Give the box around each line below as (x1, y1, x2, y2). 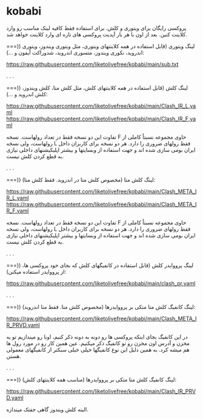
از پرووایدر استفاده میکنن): (6, 268, 67, 275)
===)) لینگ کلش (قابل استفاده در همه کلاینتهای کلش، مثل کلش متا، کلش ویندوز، (6, 84, 188, 91)
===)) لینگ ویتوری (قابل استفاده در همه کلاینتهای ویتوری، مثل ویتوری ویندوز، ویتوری (6, 42, 195, 50)
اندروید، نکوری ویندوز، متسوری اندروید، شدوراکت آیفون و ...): (6, 48, 144, 56)
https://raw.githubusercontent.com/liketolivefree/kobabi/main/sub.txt (6, 61, 179, 68)
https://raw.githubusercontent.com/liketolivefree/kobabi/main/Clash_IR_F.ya (6, 115, 196, 122)
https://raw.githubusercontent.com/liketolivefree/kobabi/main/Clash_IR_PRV (6, 388, 196, 395)
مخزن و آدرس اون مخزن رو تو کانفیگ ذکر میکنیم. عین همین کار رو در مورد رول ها (6, 339, 190, 346)
